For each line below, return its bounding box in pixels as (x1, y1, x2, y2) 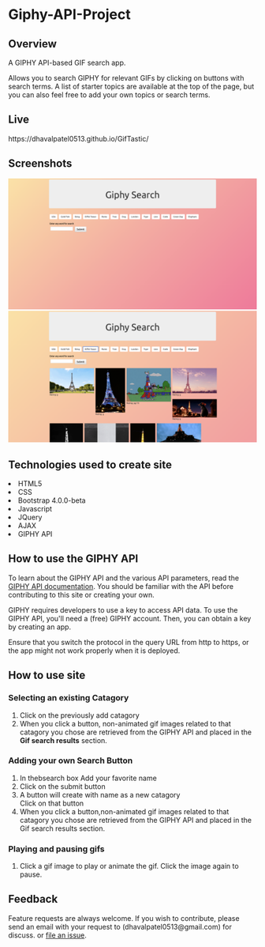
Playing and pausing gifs (8, 843, 105, 855)
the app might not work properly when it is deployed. (8, 646, 181, 655)
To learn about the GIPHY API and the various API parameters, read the (8, 573, 239, 583)
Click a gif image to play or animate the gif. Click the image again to (19, 862, 239, 871)
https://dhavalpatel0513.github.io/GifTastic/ (8, 134, 149, 143)
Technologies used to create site (8, 458, 172, 471)
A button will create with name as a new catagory (19, 790, 181, 799)
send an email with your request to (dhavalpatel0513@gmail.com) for (8, 922, 233, 931)
